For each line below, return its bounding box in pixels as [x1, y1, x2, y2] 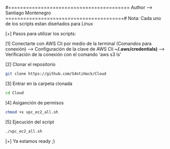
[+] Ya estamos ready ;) [5, 138, 55, 144]
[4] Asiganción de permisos [5, 99, 64, 105]
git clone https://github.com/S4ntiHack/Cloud [5, 71, 107, 76]
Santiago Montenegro [5, 10, 51, 16]
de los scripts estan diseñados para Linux [5, 20, 93, 27]
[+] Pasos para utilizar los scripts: [5, 31, 76, 36]
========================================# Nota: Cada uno [5, 15, 161, 21]
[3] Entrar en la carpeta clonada [5, 80, 73, 87]
